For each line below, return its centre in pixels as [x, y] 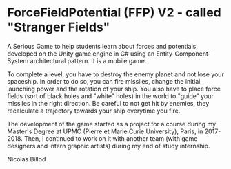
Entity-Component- [184, 54]
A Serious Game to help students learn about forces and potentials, [103, 46]
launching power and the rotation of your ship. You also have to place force [114, 89]
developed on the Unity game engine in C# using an [81, 54]
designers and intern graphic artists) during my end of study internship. [109, 146]
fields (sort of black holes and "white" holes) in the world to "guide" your [110, 96]
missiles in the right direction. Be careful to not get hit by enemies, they [108, 103]
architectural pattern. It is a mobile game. [88, 60]
